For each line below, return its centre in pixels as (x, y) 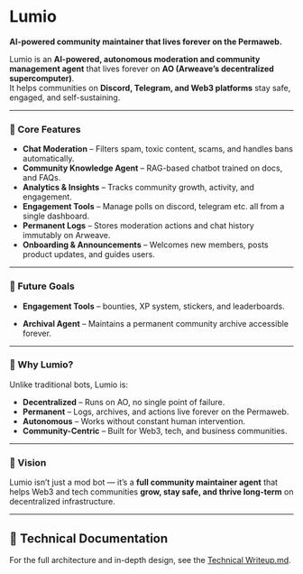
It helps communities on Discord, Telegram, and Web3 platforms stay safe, (150, 88)
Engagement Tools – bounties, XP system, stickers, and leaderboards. (154, 306)
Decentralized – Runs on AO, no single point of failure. (124, 402)
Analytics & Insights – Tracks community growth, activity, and (138, 188)
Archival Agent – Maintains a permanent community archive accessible (156, 323)
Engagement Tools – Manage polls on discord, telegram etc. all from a (153, 207)
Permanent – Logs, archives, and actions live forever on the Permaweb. (156, 412)
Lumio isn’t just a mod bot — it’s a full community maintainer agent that (143, 482)
